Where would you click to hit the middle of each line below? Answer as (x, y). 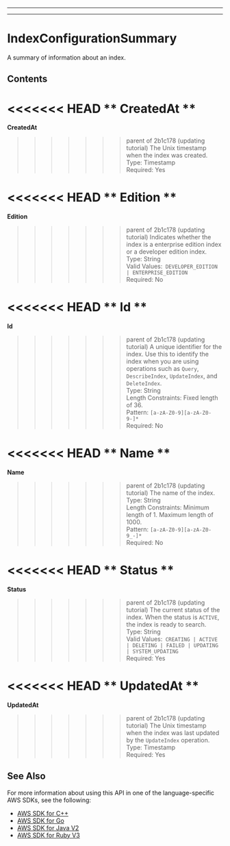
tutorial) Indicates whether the (169, 237)
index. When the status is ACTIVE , (173, 617)
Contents (27, 79)
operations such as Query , (163, 369)
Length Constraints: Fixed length (172, 398)
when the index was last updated (173, 733)
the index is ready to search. (166, 625)
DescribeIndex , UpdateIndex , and (172, 376)
